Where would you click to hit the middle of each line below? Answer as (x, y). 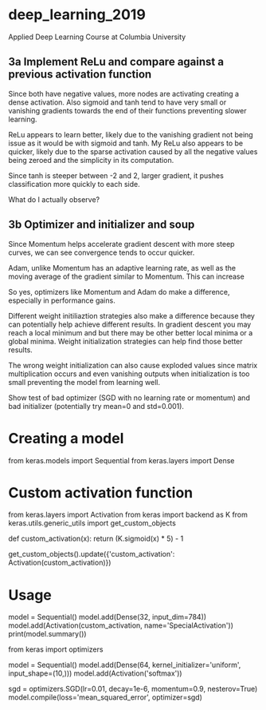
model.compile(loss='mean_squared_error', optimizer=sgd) (106, 697)
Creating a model (66, 438)
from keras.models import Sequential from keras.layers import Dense (121, 460)
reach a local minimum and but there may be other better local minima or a (131, 332)
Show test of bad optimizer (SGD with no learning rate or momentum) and (129, 398)
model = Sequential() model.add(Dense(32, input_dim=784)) (108, 617)
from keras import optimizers (56, 649)
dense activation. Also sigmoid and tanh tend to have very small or (117, 102)
